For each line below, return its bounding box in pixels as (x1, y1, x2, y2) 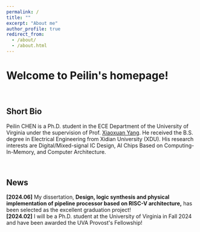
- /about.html (11, 43, 47, 49)
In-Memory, (6, 148, 36, 155)
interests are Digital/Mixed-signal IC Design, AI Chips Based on (6, 142, 163, 149)
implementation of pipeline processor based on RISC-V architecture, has (6, 200, 192, 207)
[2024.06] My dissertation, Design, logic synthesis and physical (6, 193, 170, 201)
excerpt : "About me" (6, 20, 59, 26)
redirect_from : (6, 31, 45, 38)
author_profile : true (6, 25, 61, 32)
